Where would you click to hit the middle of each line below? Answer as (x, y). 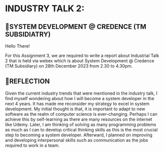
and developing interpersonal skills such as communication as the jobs (77, 140)
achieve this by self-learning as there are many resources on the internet (79, 119)
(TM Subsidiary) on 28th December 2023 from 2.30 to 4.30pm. (69, 66)
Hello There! (18, 46)
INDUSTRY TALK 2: (45, 9)
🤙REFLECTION (27, 81)
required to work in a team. (32, 145)
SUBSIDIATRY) (28, 34)
